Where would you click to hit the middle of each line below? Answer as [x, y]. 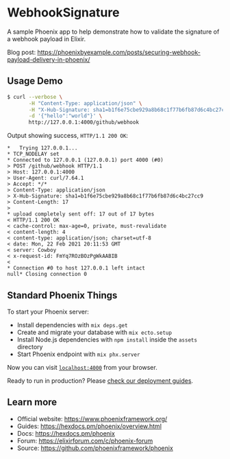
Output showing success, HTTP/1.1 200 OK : [68, 136]
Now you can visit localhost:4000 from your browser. [82, 367]
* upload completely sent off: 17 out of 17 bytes [81, 214]
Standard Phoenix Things [62, 295]
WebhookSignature [63, 13]
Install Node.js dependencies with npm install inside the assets [107, 339]
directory [30, 346]
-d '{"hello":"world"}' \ [65, 116]
